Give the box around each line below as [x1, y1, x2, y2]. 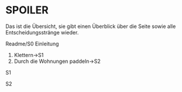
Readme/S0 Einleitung [5, 40, 59, 47]
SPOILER [5, 3, 49, 17]
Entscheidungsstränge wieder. [5, 29, 79, 36]
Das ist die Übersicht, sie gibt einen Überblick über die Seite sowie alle [5, 23, 176, 30]
